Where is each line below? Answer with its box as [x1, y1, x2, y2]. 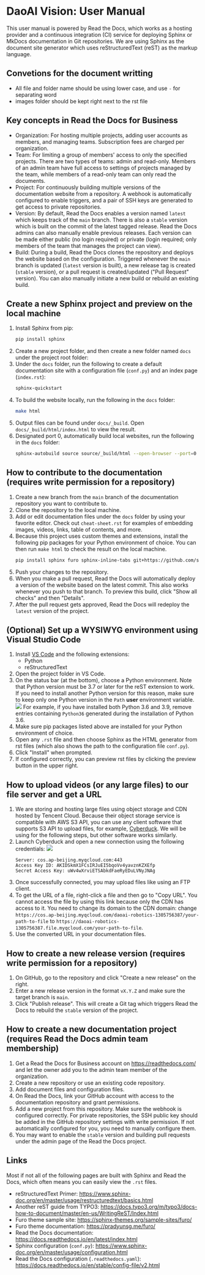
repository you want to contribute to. [15, 500, 108, 507]
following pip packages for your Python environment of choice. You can [15, 538, 196, 546]
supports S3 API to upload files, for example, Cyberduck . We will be [15, 825, 187, 833]
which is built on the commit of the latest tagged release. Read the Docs [15, 222, 197, 230]
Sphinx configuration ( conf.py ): [15, 1242, 95, 1249]
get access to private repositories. [15, 203, 102, 210]
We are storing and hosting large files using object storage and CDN [15, 806, 188, 813]
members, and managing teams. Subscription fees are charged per [15, 138, 185, 145]
